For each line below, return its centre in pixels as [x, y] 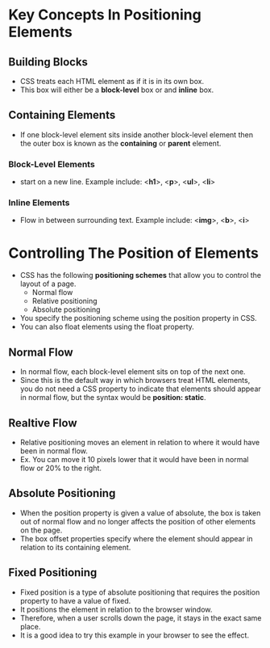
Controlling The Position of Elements [134, 253]
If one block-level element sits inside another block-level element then [137, 134]
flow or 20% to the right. [61, 468]
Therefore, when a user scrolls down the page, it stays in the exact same [141, 618]
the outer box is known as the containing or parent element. [120, 143]
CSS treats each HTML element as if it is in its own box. [112, 81]
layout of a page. [48, 284]
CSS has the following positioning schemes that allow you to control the [141, 276]
